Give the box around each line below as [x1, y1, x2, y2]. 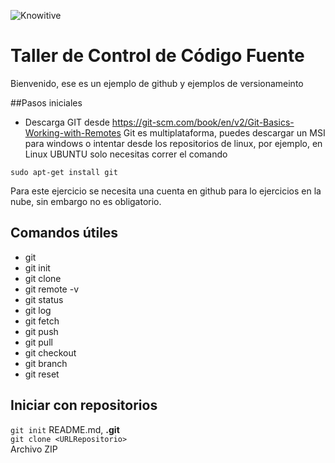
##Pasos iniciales [10, 96, 83, 109]
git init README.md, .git [10, 423, 120, 435]
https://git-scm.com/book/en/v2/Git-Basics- [111, 116, 295, 128]
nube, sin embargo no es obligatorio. [10, 195, 162, 207]
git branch [24, 357, 68, 369]
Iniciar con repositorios [10, 397, 158, 414]
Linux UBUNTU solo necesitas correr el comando [24, 148, 228, 160]
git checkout [24, 346, 77, 359]
